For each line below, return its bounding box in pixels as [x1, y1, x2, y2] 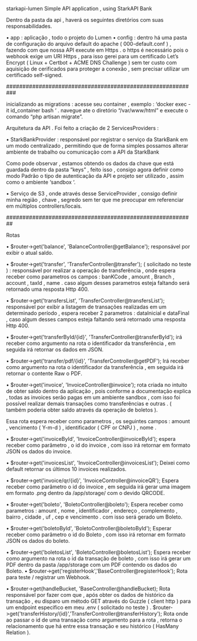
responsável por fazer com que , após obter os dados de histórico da [6, 592, 173, 598]
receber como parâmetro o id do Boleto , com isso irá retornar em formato [6, 531, 186, 538]
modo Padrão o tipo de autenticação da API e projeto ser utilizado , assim [6, 172, 184, 179]
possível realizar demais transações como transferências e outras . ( [6, 400, 172, 407]
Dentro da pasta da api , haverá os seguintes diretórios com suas [6, 16, 163, 23]
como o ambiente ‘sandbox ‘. [6, 179, 76, 185]
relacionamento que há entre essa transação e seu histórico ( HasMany [6, 623, 179, 629]
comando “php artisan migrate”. [6, 113, 84, 120]
